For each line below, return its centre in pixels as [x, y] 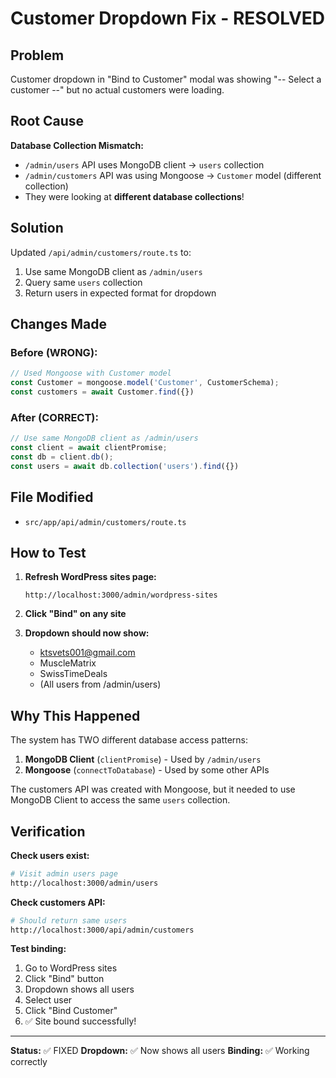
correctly [29, 1062]
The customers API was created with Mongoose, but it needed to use [153, 789]
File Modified [52, 497]
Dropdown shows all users [79, 989]
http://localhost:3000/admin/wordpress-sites [121, 595]
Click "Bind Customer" [71, 1011]
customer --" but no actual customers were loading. [117, 90]
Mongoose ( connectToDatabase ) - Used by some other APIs [147, 770]
